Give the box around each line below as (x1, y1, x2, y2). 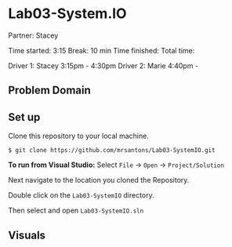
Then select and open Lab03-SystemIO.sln (8, 205, 144, 216)
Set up (8, 111, 41, 124)
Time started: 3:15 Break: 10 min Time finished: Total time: (8, 45, 195, 55)
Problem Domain (8, 84, 92, 97)
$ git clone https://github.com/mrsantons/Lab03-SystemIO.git (8, 147, 216, 154)
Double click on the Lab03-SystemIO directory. (8, 191, 154, 200)
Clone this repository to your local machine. (8, 131, 149, 141)
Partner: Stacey (8, 31, 59, 40)
